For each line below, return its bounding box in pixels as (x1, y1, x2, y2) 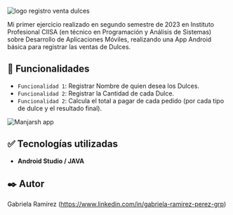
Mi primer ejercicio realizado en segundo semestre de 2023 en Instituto (7, 20, 214, 28)
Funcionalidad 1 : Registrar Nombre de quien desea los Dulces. (17, 82, 200, 90)
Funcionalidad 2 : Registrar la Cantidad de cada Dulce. (17, 89, 174, 98)
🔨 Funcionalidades (7, 63, 90, 75)
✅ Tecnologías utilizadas (7, 138, 118, 150)
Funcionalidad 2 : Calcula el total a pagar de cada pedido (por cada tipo (17, 96, 225, 105)
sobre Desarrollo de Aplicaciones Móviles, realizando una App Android (7, 35, 212, 44)
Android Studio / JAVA (17, 157, 85, 165)
